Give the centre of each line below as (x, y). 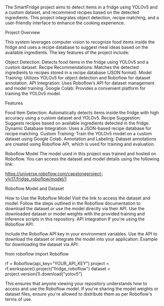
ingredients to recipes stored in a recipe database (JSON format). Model (78, 73)
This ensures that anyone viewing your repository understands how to (76, 284)
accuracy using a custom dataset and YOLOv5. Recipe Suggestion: (73, 118)
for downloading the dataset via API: (42, 244)
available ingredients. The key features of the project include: (67, 52)
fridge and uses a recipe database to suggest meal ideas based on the (77, 47)
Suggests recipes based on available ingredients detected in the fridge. (78, 123)
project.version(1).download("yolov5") (44, 274)
